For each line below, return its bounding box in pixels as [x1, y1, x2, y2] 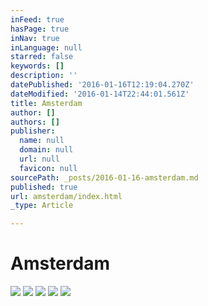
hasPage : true [10, 24, 70, 34]
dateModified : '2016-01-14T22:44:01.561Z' [10, 89, 190, 99]
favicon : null [19, 163, 78, 173]
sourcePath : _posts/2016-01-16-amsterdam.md [10, 172, 199, 183]
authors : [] [10, 117, 60, 127]
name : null [19, 136, 65, 146]
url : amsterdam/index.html [10, 191, 123, 201]
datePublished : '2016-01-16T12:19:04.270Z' [10, 80, 195, 90]
